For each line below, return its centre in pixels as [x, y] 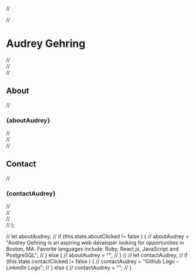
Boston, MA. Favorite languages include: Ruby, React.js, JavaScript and [93, 249]
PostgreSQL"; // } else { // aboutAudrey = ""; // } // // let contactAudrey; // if [97, 255]
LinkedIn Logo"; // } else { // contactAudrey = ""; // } [69, 268]
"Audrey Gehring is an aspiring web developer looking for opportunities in [95, 243]
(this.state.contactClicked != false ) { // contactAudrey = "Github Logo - [93, 262]
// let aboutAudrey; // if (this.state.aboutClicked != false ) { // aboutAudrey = [97, 236]
